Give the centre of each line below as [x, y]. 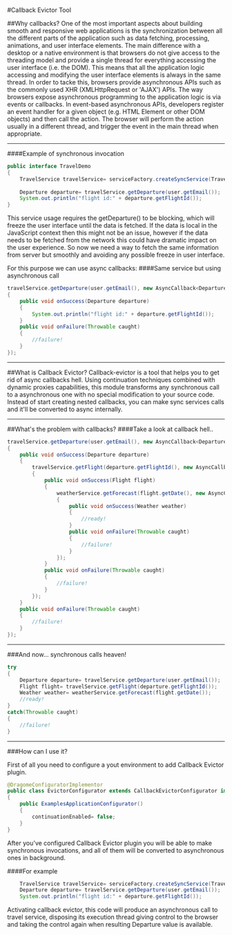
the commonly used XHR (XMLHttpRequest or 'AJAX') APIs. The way [105, 90]
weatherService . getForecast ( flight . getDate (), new [131, 493]
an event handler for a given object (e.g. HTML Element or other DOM [106, 111]
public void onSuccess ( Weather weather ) [128, 506]
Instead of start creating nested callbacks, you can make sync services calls [116, 401]
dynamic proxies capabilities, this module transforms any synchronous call [113, 387]
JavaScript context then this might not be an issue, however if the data [108, 233]
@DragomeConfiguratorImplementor [55, 785]
